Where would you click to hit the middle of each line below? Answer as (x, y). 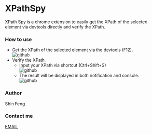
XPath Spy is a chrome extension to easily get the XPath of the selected (76, 22)
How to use (19, 39)
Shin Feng (15, 104)
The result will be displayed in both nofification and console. (79, 76)
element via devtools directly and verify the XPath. (55, 27)
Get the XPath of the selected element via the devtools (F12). (72, 50)
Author (14, 93)
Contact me (19, 116)
